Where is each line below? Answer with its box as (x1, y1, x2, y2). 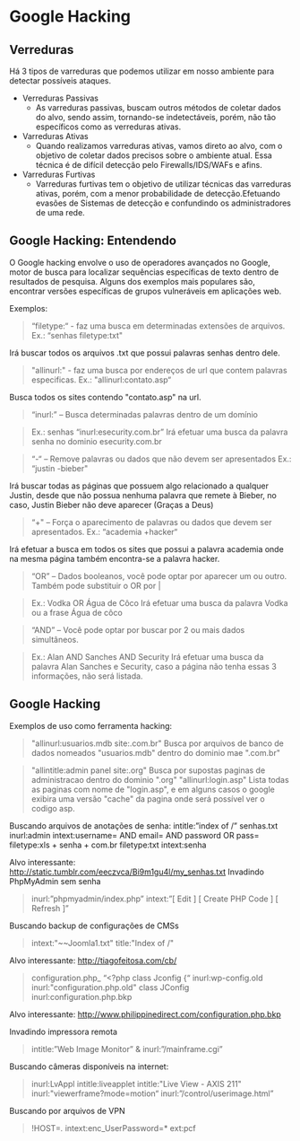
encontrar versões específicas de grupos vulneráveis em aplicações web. (9, 285, 282, 296)
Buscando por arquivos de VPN (9, 1105, 125, 1116)
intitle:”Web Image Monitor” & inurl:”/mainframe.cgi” (30, 1043, 223, 1054)
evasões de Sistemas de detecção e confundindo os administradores (35, 197, 292, 208)
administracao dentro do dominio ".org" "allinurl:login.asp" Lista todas (30, 774, 289, 785)
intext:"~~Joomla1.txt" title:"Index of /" (30, 937, 175, 948)
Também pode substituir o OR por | (30, 580, 161, 591)
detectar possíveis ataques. (9, 75, 112, 86)
